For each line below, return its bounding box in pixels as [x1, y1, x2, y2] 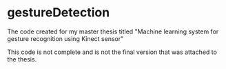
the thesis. [7, 55, 37, 63]
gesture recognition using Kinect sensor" [7, 34, 124, 42]
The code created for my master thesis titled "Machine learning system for [7, 27, 219, 36]
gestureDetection [7, 5, 110, 20]
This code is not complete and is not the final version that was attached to [7, 48, 217, 56]
